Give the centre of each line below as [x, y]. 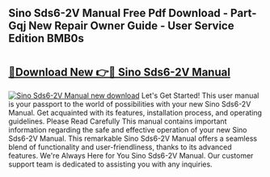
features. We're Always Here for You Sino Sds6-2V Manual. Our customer [131, 156]
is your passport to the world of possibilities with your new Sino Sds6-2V [130, 104]
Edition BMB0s [46, 38]
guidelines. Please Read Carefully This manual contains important [118, 121]
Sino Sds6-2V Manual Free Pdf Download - [118, 13]
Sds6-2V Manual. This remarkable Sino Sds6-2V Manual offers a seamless [133, 138]
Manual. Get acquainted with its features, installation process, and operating [135, 113]
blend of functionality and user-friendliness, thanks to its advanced [120, 147]
